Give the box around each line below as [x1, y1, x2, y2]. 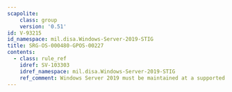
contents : [7, 49, 36, 56]
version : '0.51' [19, 23, 67, 30]
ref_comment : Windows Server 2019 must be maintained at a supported [19, 74, 226, 82]
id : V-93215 [7, 29, 42, 37]
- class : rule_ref [13, 55, 67, 62]
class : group [19, 17, 58, 24]
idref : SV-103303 [19, 62, 70, 68]
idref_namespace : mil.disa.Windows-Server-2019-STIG [19, 68, 176, 75]
